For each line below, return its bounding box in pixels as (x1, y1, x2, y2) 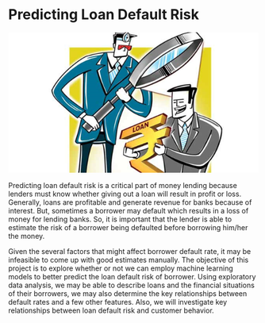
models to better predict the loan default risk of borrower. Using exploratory (8, 272, 256, 282)
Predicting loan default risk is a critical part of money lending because (8, 181, 238, 190)
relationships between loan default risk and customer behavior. (8, 306, 214, 315)
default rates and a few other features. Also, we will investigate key (8, 298, 228, 307)
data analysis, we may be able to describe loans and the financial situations (8, 280, 255, 290)
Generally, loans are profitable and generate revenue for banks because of (8, 198, 252, 207)
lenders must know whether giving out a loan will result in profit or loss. (8, 189, 242, 199)
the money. (8, 232, 45, 241)
